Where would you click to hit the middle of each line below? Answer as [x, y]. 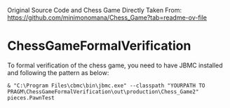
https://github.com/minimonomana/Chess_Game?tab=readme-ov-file [107, 18]
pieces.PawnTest [31, 97]
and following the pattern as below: [58, 72]
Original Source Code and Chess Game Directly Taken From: [95, 10]
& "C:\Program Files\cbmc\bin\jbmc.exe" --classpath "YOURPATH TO [106, 86]
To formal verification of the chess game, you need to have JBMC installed [115, 65]
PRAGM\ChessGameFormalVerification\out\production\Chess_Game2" [103, 92]
